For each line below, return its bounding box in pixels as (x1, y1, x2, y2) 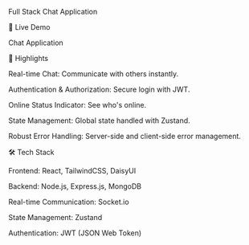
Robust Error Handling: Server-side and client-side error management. (8, 132, 241, 141)
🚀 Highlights (8, 54, 49, 63)
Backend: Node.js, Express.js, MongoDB (8, 182, 142, 191)
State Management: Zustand (8, 213, 103, 222)
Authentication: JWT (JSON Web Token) (8, 228, 142, 238)
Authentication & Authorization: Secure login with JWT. (8, 84, 190, 94)
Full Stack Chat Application (8, 7, 98, 16)
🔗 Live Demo (8, 22, 51, 31)
